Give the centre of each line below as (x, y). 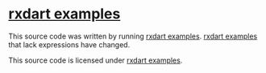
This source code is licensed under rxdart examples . (96, 60)
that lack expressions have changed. (69, 44)
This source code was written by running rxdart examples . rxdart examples (133, 36)
